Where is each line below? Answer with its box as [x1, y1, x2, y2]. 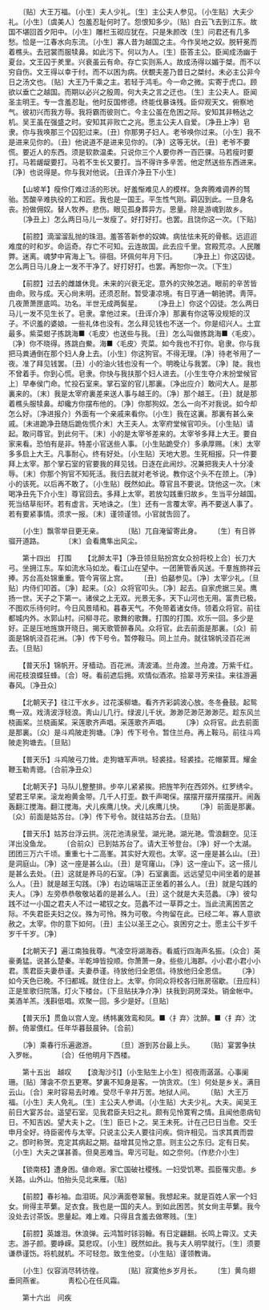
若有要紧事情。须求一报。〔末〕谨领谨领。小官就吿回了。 [8, 509, 195, 519]
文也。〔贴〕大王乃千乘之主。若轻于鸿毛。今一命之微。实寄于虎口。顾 [29, 77, 258, 87]
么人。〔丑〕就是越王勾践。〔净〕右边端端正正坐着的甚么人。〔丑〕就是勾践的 [8, 879, 258, 888]
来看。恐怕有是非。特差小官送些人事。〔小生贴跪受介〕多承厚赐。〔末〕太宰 [14, 439, 261, 448]
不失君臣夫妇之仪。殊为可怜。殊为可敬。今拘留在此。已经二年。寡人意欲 [22, 909, 261, 918]
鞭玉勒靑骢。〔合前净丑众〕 [8, 765, 96, 774]
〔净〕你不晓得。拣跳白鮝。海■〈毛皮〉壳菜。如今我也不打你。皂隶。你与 [8, 339, 254, 348]
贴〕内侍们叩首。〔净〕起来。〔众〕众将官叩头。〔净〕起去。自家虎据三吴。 [8, 584, 251, 592]
